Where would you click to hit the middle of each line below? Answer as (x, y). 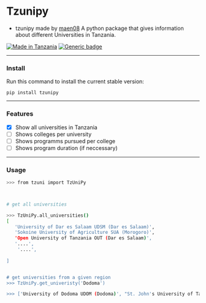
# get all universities (37, 204)
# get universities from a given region (59, 277)
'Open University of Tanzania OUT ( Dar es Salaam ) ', (83, 238)
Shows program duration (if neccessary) (66, 148)
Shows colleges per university (53, 134)
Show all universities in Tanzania (56, 127)
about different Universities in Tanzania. (66, 34)
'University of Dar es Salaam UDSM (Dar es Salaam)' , (85, 227)
